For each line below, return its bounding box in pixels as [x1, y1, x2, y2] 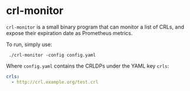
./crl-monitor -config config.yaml [8, 52, 96, 58]
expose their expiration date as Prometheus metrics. [6, 29, 133, 36]
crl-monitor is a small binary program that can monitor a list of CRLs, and [6, 23, 184, 30]
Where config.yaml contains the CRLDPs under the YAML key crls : [6, 62, 169, 69]
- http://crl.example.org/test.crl [11, 79, 99, 85]
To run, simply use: [6, 41, 52, 48]
